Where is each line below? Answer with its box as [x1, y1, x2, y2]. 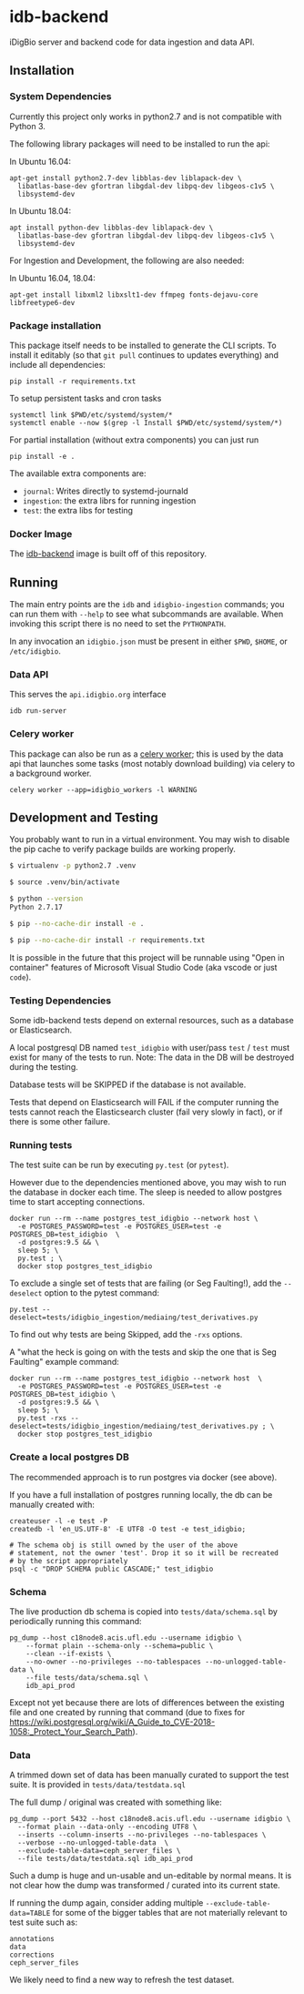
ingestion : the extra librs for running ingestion [22, 494, 197, 506]
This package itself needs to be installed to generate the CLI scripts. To [9, 340, 278, 351]
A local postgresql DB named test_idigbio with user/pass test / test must [9, 1042, 289, 1053]
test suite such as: [9, 1917, 78, 1928]
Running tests [9, 1138, 73, 1151]
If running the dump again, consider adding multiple [9, 1897, 204, 1908]
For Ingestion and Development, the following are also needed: [9, 255, 245, 266]
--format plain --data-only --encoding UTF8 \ [17, 1823, 198, 1832]
